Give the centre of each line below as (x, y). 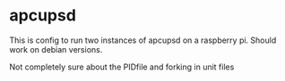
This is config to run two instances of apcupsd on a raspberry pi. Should (143, 40)
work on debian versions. (56, 49)
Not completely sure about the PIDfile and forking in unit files (122, 67)
